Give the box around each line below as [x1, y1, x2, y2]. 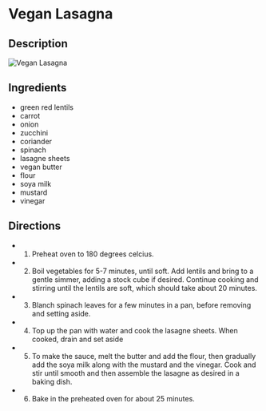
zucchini [19, 127, 49, 137]
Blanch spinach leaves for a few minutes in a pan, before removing [31, 300, 252, 309]
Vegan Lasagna [8, 5, 113, 23]
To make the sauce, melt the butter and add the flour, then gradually [31, 351, 256, 361]
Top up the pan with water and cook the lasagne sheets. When [31, 325, 238, 335]
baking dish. [31, 377, 73, 386]
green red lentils [19, 102, 74, 112]
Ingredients [8, 81, 67, 95]
